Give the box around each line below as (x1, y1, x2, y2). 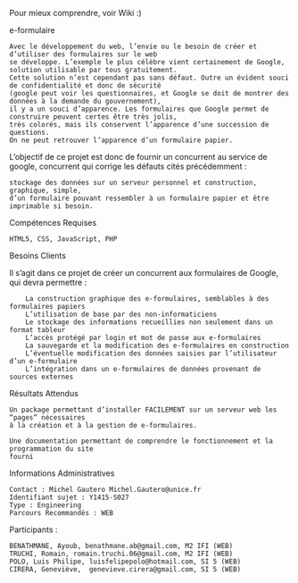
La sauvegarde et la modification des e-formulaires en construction (25, 341, 290, 350)
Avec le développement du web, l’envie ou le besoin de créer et (9, 42, 257, 51)
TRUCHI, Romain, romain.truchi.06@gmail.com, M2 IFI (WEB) (9, 549, 234, 558)
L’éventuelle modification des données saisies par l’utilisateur (25, 349, 277, 358)
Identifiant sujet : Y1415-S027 (9, 493, 129, 502)
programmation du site (9, 445, 94, 454)
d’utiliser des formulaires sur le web (9, 50, 158, 59)
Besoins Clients (9, 250, 67, 261)
